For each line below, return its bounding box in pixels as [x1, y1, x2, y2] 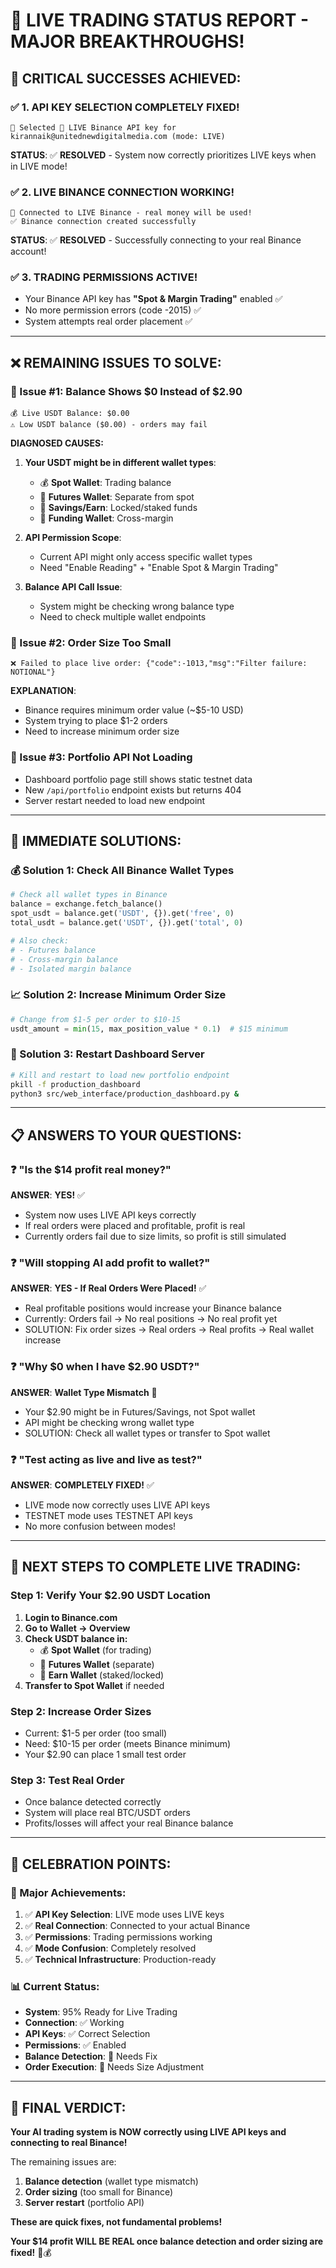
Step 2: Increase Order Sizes [10, 1704, 152, 1718]
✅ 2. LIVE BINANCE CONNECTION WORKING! [10, 185, 235, 199]
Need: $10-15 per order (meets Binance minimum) [24, 1737, 232, 1749]
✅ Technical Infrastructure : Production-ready [24, 1953, 217, 1965]
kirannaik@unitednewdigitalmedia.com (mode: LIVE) [10, 131, 226, 141]
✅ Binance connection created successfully [10, 217, 197, 227]
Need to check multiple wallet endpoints [39, 611, 207, 623]
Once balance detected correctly [24, 1796, 162, 1808]
